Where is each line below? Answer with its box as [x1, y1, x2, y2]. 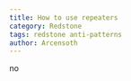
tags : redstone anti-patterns [9, 30, 123, 39]
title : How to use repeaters [9, 13, 118, 22]
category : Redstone [9, 22, 83, 31]
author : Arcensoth [9, 38, 78, 48]
